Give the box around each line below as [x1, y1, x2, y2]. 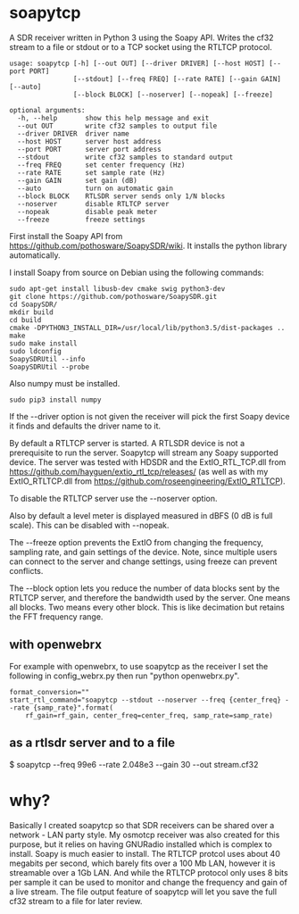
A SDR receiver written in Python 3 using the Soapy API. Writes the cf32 [9, 32, 274, 43]
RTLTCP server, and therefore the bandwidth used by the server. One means [9, 592, 291, 602]
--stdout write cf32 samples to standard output [17, 153, 234, 162]
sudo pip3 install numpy [9, 395, 102, 404]
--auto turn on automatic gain [17, 184, 174, 193]
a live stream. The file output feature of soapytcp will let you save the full [9, 886, 278, 897]
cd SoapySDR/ [9, 300, 58, 309]
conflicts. [9, 565, 44, 576]
